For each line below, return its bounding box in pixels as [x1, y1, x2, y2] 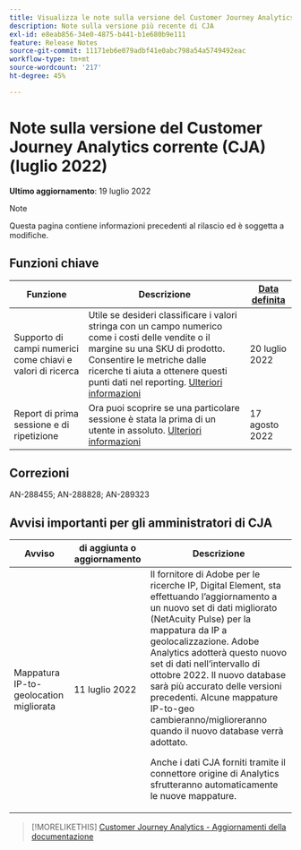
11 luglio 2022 [73, 683, 137, 696]
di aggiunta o [79, 542, 137, 554]
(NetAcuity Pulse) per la [150, 613, 252, 625]
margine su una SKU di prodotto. [88, 342, 226, 355]
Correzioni [9, 465, 70, 480]
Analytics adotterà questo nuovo [150, 647, 288, 659]
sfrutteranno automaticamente [150, 778, 279, 791]
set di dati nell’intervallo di [150, 657, 261, 670]
